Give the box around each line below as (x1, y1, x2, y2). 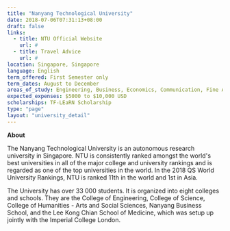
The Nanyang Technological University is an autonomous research (7, 144, 195, 152)
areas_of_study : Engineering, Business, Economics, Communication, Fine (7, 86, 219, 93)
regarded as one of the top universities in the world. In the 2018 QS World (7, 166, 214, 174)
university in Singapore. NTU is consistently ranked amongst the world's (7, 151, 211, 160)
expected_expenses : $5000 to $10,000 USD (7, 93, 127, 100)
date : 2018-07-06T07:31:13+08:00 (7, 16, 103, 23)
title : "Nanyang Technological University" (7, 10, 133, 17)
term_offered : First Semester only (7, 73, 109, 81)
